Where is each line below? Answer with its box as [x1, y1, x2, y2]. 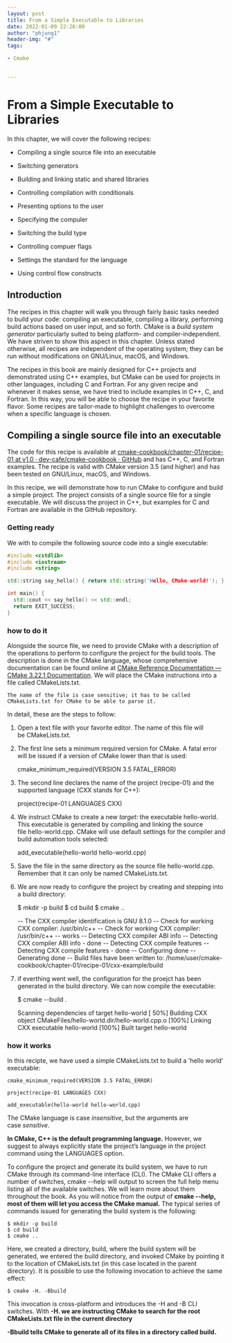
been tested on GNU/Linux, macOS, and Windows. [7, 470, 151, 479]
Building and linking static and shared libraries [17, 175, 149, 183]
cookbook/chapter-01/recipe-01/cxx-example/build [17, 961, 163, 970]
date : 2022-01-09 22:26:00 [7, 23, 85, 30]
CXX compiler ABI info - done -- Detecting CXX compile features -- [17, 939, 210, 948]
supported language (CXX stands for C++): [17, 786, 141, 794]
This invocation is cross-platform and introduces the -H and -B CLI [7, 1300, 197, 1308]
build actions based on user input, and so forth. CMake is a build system [7, 322, 213, 330]
